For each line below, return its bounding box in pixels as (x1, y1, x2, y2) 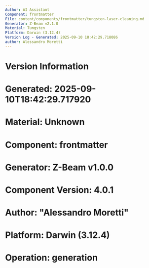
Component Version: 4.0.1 (5, 184, 114, 195)
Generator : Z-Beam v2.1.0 (5, 21, 58, 26)
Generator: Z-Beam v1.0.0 (5, 162, 114, 173)
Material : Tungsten (5, 26, 45, 31)
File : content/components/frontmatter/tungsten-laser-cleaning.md (5, 16, 145, 21)
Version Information (5, 60, 89, 72)
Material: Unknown (5, 117, 85, 128)
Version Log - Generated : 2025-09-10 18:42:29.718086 (5, 35, 118, 40)
